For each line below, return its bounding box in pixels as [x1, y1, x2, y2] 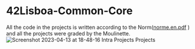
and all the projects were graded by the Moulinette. [6, 30, 131, 37]
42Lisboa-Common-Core [6, 4, 133, 18]
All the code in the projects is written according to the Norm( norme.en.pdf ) [6, 24, 190, 31]
